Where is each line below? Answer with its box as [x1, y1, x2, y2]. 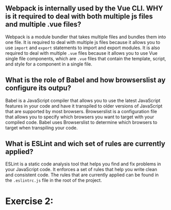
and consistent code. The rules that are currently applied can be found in [5, 172, 159, 178]
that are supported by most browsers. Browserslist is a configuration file [5, 108, 157, 114]
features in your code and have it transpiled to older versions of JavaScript [5, 102, 163, 109]
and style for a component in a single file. [5, 61, 93, 67]
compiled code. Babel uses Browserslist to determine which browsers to [5, 119, 157, 125]
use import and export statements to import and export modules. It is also [5, 45, 160, 51]
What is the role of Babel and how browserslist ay [5, 76, 166, 85]
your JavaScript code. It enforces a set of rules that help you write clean [5, 166, 157, 173]
